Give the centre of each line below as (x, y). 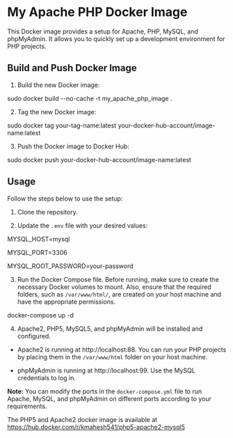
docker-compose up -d (41, 315)
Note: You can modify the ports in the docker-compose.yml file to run (105, 391)
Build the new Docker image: (58, 85)
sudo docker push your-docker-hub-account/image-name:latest (99, 159)
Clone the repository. (47, 212)
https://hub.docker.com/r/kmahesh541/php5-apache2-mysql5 (96, 427)
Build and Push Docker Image (72, 68)
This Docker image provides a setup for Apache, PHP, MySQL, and (103, 31)
